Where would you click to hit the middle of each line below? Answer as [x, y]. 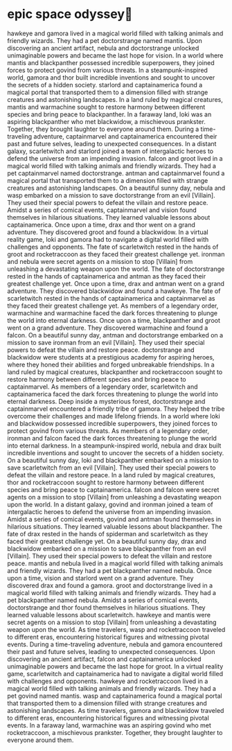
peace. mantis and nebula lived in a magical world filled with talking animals [115, 563]
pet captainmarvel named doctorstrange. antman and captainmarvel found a [116, 173]
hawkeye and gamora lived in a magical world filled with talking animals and [115, 33]
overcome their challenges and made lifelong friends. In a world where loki [114, 416]
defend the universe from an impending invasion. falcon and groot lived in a [115, 158]
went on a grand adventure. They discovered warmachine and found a [108, 328]
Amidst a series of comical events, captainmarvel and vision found [102, 210]
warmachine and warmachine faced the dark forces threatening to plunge [113, 313]
